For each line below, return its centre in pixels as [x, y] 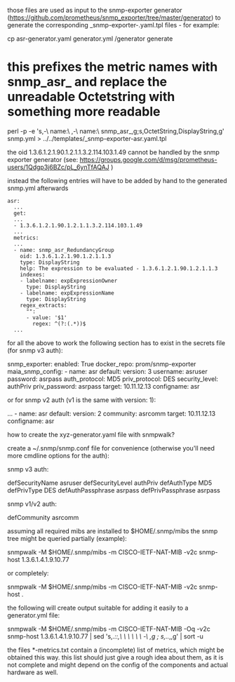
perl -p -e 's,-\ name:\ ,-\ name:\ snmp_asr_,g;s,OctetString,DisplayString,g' [116, 131]
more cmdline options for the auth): [59, 455]
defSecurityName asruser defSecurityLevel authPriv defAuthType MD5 [110, 483]
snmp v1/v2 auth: [32, 504]
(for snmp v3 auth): [35, 350]
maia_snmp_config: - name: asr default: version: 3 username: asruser [108, 371]
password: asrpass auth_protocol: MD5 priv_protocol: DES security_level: [113, 379]
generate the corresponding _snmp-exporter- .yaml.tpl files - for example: [113, 25]
